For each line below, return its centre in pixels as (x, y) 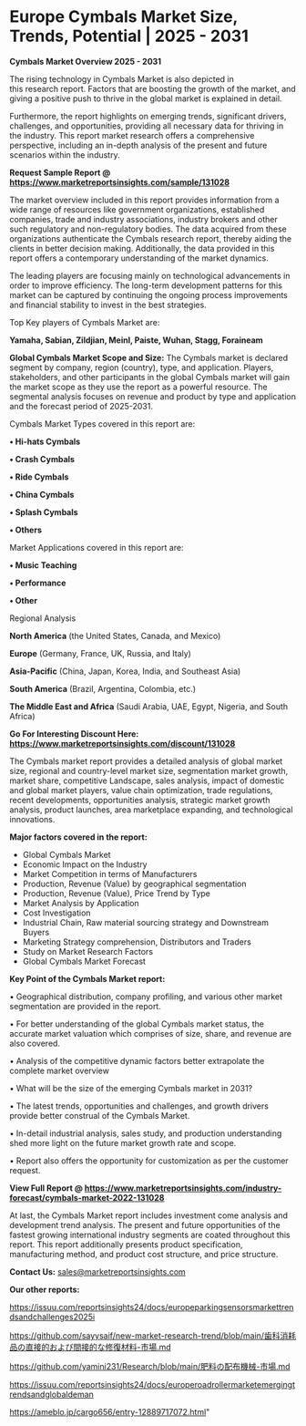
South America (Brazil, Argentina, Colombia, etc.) (103, 688)
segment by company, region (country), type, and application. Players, (142, 367)
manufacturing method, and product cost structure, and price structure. (144, 1254)
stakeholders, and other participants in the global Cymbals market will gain (149, 377)
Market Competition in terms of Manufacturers (110, 873)
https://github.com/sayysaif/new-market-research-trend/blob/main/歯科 (145, 1335)
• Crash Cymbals (42, 459)
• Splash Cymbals (44, 511)
